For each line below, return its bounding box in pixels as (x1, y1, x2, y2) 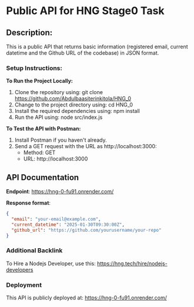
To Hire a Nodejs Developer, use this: (6, 260, 96, 267)
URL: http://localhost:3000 (23, 155, 88, 162)
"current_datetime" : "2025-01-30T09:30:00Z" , (11, 222, 125, 228)
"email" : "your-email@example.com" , (11, 216, 101, 222)
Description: (6, 28, 53, 38)
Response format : (6, 199, 51, 206)
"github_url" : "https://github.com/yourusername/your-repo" (11, 227, 162, 233)
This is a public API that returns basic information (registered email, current (6, 43, 188, 50)
